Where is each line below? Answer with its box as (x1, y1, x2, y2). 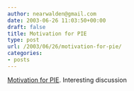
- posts (7, 56, 30, 63)
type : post (7, 37, 40, 44)
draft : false (7, 23, 46, 30)
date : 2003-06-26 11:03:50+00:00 (7, 17, 106, 24)
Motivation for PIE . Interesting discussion (7, 75, 128, 84)
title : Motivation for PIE (7, 30, 87, 37)
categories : (7, 50, 43, 57)
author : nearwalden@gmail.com (7, 10, 97, 18)
